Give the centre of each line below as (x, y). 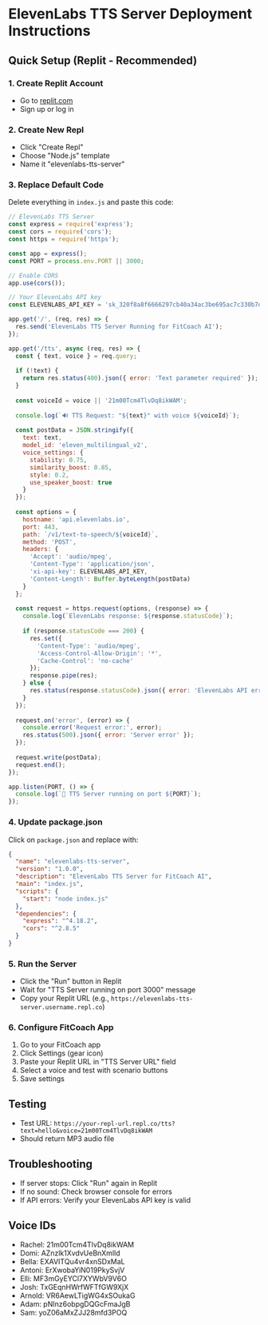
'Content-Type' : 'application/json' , (92, 565)
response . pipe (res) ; (63, 676)
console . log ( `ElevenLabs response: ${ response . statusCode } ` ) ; (128, 617)
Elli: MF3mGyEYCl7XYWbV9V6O (73, 1278)
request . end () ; (41, 764)
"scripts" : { (37, 891)
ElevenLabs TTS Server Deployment (130, 14)
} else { (37, 683)
